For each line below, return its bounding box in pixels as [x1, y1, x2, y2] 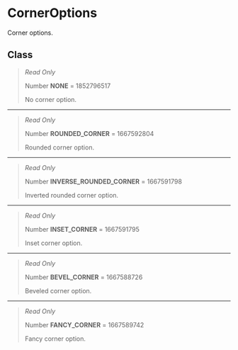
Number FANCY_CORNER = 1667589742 [24, 320, 144, 329]
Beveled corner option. [24, 286, 92, 295]
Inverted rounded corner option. [24, 191, 119, 199]
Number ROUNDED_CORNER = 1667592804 [24, 129, 154, 137]
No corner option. [24, 95, 76, 103]
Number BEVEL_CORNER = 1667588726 [24, 273, 143, 281]
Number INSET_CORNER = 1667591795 [24, 225, 140, 233]
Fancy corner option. [24, 334, 86, 343]
